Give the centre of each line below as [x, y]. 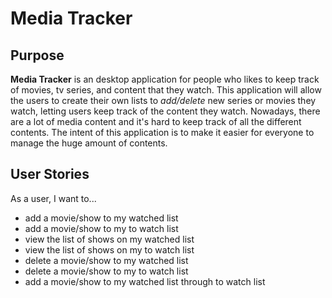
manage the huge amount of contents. [89, 143]
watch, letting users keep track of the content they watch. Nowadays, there [165, 111]
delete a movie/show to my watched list [106, 260]
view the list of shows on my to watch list [109, 249]
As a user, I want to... [53, 198]
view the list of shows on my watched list [109, 239]
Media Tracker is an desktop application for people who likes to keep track [165, 79]
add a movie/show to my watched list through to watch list [145, 281]
